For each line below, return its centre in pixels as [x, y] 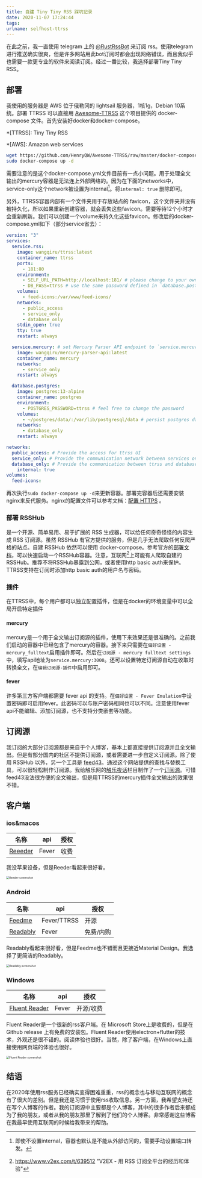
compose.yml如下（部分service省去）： [55, 224]
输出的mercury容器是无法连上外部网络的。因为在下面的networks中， [91, 181]
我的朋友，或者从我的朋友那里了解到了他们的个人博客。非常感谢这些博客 [106, 1115]
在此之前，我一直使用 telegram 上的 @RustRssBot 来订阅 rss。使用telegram [100, 46]
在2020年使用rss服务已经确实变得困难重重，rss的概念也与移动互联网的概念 [99, 1092]
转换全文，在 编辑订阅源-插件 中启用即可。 [55, 667]
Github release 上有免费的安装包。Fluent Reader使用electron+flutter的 [93, 1032]
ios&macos [23, 823]
